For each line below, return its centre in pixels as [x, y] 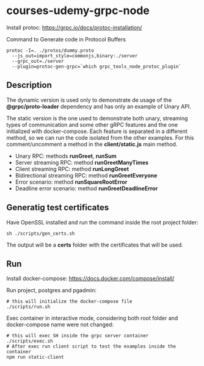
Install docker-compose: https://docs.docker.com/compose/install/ [90, 279]
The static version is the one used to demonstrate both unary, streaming [97, 118]
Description [29, 85]
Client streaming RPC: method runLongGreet [72, 169]
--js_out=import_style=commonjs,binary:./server [75, 56]
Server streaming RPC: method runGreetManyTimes [82, 162]
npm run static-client [35, 357]
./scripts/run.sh [28, 307]
